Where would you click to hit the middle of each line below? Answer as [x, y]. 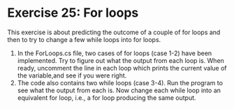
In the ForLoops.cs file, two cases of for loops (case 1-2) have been [115, 53]
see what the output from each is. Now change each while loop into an [119, 90]
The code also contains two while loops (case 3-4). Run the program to [120, 82]
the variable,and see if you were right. [72, 75]
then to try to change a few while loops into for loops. [84, 39]
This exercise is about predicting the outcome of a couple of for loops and [114, 32]
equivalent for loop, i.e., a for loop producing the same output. [107, 97]
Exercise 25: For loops [73, 13]
